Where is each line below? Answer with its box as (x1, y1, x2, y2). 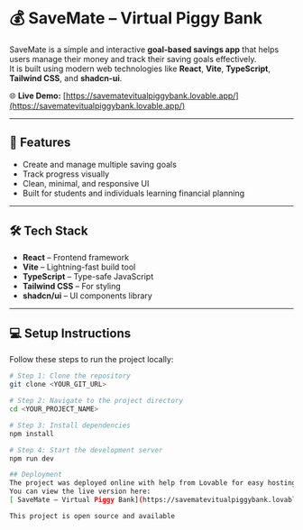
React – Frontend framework (22, 251, 129, 262)
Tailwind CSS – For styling (22, 280, 122, 291)
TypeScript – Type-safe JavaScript (22, 270, 154, 281)
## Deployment (9, 471, 63, 480)
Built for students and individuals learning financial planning (22, 187, 245, 198)
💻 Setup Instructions (9, 325, 132, 341)
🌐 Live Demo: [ (9, 90, 67, 101)
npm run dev (9, 453, 54, 463)
